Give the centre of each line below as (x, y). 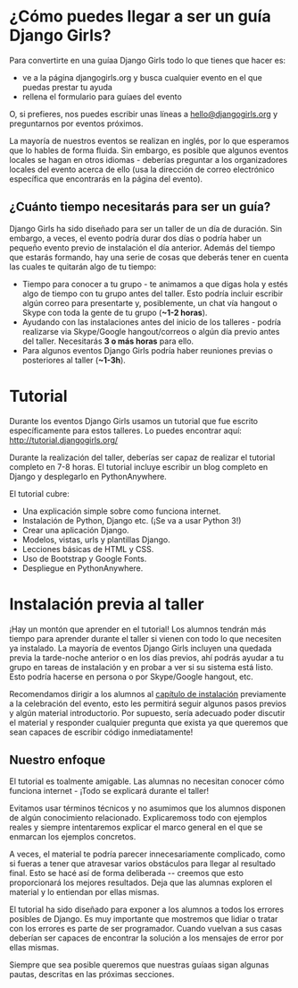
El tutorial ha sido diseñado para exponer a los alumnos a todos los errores (146, 909)
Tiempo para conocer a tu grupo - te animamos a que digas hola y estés (155, 284)
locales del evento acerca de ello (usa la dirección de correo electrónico (142, 169)
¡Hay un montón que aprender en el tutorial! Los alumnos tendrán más (138, 629)
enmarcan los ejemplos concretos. (73, 837)
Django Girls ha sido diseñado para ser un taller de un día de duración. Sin (146, 228)
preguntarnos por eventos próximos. (76, 123)
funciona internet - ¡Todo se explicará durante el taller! (109, 791)
